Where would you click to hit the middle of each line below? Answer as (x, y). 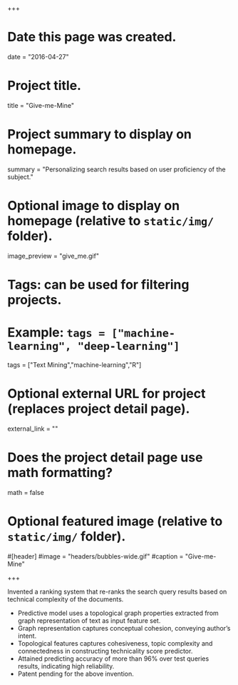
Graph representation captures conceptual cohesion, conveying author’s (124, 628)
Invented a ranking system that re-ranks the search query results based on (117, 591)
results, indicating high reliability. (66, 666)
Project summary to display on (100, 135)
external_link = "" (33, 429)
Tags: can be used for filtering (98, 285)
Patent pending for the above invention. (76, 674)
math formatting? (60, 473)
